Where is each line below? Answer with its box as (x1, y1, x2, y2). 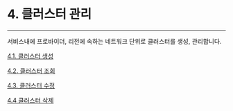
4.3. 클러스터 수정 (7, 81, 55, 89)
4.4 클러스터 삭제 (7, 96, 54, 104)
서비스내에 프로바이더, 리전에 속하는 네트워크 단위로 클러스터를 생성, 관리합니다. (7, 37, 222, 45)
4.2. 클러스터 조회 (7, 67, 55, 75)
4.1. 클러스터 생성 (7, 51, 54, 60)
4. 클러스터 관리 (7, 6, 92, 22)
